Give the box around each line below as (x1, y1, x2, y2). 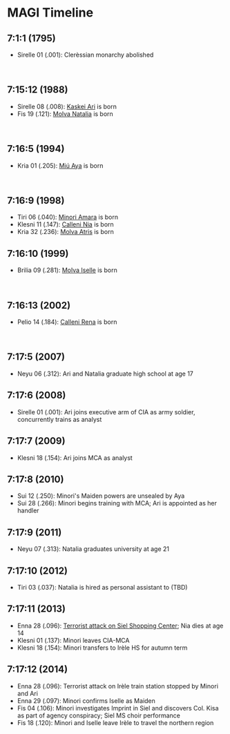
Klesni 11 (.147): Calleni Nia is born (17, 220, 114, 229)
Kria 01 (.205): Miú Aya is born (17, 161, 104, 170)
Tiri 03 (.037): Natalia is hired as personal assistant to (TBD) (17, 583, 188, 591)
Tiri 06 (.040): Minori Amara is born (17, 213, 119, 222)
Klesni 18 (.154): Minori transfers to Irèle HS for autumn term (17, 644, 188, 652)
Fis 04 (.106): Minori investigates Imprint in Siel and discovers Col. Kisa (17, 704, 219, 712)
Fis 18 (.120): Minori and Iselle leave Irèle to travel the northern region (17, 718, 214, 726)
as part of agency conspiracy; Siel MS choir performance (17, 711, 181, 719)
